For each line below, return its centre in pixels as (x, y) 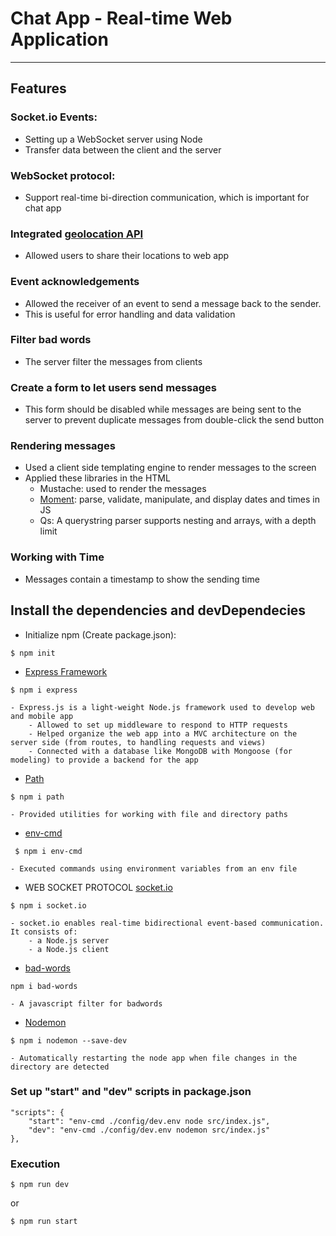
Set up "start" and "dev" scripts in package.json (131, 1092)
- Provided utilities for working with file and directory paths (149, 814)
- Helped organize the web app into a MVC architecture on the (163, 733)
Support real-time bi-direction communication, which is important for (167, 197)
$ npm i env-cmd (48, 851)
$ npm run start (44, 1222)
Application (59, 39)
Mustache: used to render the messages (123, 489)
